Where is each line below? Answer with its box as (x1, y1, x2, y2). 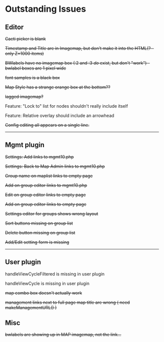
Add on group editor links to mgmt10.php (5, 182, 87, 188)
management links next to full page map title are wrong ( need (5, 299, 130, 305)
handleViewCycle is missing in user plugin (5, 280, 90, 286)
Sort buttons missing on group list (5, 220, 73, 226)
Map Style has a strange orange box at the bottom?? (5, 84, 111, 90)
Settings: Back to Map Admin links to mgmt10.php (5, 163, 105, 169)
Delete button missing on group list (5, 229, 76, 235)
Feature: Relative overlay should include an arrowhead (5, 113, 115, 118)
